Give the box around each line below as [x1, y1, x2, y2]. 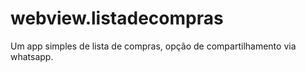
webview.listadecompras [10, 7, 224, 30]
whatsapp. [10, 50, 54, 62]
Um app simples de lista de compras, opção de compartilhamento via [10, 40, 297, 52]
